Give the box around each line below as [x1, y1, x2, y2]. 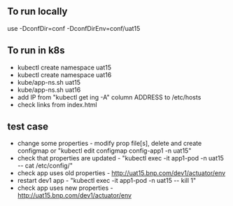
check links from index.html [17, 100, 98, 109]
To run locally [7, 6, 68, 18]
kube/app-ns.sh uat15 [17, 78, 81, 86]
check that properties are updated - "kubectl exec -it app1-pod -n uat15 [17, 154, 224, 163]
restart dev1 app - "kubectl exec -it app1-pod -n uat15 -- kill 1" [17, 177, 197, 185]
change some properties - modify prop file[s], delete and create [17, 139, 202, 148]
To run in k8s [7, 45, 65, 57]
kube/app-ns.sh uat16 [17, 85, 81, 94]
